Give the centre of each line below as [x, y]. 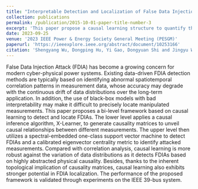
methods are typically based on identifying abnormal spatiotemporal [89, 79]
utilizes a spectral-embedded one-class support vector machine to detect [96, 136]
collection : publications [38, 17]
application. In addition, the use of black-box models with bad [81, 98]
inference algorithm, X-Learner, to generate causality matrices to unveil [93, 123]
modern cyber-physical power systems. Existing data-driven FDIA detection [98, 73]
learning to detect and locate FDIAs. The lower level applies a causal [89, 117]
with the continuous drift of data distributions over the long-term [84, 92]
